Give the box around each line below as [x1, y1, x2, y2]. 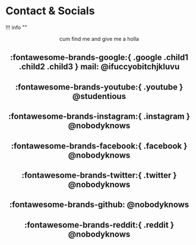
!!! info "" [5, 24, 27, 31]
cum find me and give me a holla [59, 35, 139, 42]
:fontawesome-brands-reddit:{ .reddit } [24, 219, 175, 230]
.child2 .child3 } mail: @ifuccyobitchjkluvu [18, 62, 180, 72]
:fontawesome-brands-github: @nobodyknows [9, 200, 189, 210]
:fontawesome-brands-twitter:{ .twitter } [21, 170, 177, 180]
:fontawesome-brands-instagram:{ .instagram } [8, 112, 191, 122]
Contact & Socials [5, 4, 95, 18]
